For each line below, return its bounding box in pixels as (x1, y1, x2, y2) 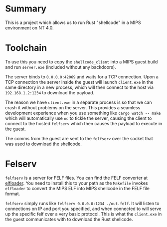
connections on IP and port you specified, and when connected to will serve (5, 206, 162, 212)
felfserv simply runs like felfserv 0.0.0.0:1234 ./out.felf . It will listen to (5, 200, 160, 206)
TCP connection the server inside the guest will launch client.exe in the (5, 79, 154, 85)
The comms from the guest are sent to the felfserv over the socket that (5, 135, 153, 141)
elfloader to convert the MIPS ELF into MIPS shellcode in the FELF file (5, 185, 150, 191)
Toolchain (5, 42, 47, 54)
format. (5, 191, 20, 197)
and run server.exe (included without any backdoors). (5, 64, 116, 70)
